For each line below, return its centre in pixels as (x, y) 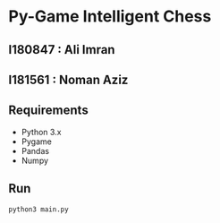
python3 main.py (38, 209)
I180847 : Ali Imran (62, 50)
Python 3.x (41, 132)
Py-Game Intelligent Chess (110, 17)
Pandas (35, 150)
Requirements (48, 111)
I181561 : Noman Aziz (68, 79)
